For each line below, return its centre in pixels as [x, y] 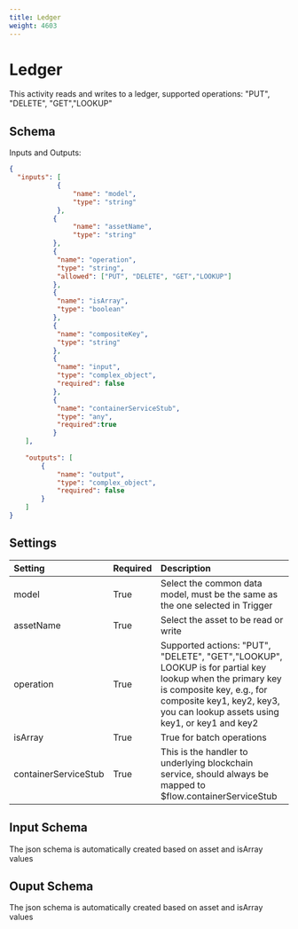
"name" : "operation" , [97, 260]
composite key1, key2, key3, [221, 700]
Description [186, 568]
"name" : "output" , [90, 474]
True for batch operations [214, 737]
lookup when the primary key [221, 678]
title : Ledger [35, 17]
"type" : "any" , [85, 417]
